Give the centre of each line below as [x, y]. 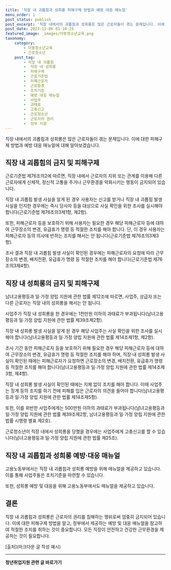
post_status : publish [28, 19]
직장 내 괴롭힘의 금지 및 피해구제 [52, 163]
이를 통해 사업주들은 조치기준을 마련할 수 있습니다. [55, 475]
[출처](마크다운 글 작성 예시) [33, 547]
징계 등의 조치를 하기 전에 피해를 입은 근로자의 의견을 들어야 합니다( [77, 391]
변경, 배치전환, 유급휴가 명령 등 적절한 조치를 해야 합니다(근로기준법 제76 [91, 259]
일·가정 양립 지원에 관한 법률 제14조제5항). [56, 397]
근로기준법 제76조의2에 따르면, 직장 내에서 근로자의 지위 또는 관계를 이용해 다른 [84, 176]
